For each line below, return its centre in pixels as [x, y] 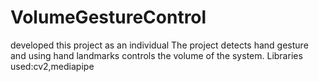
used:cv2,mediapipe [52, 66]
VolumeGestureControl [108, 17]
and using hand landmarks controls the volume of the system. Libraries [156, 55]
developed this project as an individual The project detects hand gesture [159, 45]
